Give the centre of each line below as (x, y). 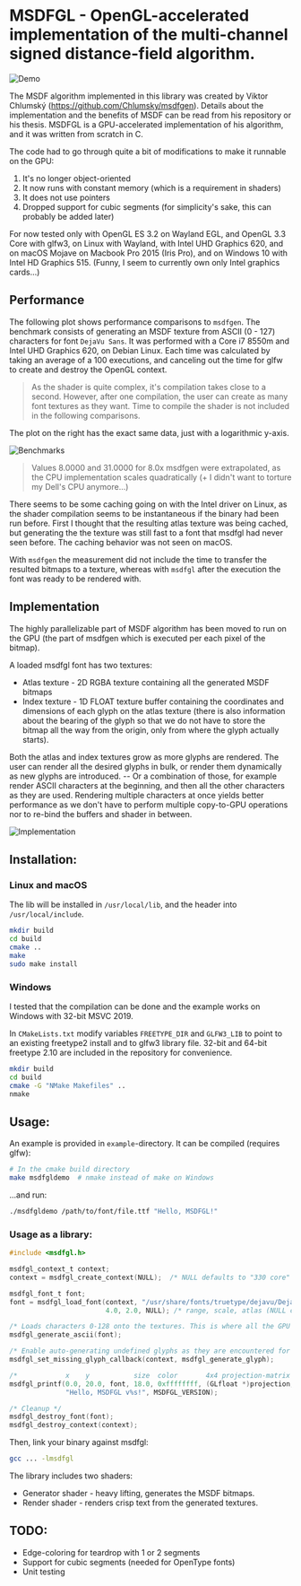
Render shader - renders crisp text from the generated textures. (140, 1503)
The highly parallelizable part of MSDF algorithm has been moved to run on (148, 628)
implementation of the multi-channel (149, 35)
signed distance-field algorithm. (132, 54)
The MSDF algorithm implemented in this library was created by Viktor (139, 96)
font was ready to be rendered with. (75, 579)
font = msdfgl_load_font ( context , (74, 1302)
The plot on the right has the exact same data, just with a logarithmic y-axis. (149, 432)
